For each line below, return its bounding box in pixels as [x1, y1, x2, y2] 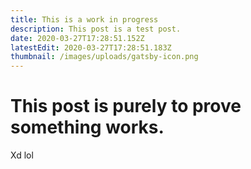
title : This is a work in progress [10, 14, 159, 25]
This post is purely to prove [10, 95, 242, 118]
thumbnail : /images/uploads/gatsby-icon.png [10, 52, 199, 62]
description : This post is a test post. [10, 24, 182, 34]
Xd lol [10, 149, 34, 161]
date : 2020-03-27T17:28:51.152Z [10, 33, 145, 43]
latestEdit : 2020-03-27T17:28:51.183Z [10, 42, 172, 53]
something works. [10, 116, 165, 139]
